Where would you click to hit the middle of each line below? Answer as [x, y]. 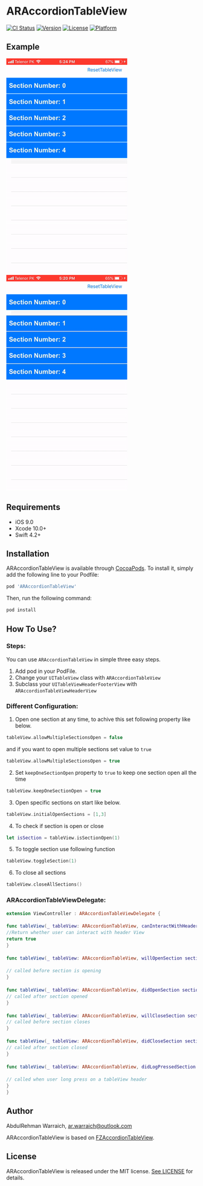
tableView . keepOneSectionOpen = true [54, 791]
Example [23, 47]
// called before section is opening [54, 971]
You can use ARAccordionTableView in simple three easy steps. [84, 659]
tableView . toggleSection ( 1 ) [42, 861]
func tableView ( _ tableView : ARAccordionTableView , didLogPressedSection [101, 1067]
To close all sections [40, 873]
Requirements [33, 507]
